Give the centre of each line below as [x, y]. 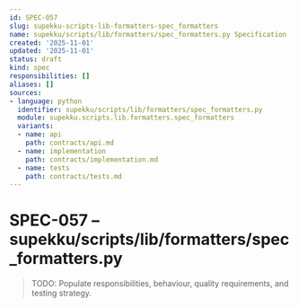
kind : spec [30, 68]
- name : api [40, 135]
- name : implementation [61, 151]
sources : [26, 92]
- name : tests [44, 168]
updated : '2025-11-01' [52, 51]
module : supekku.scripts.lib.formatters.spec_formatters [126, 118]
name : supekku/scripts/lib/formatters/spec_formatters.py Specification [148, 34]
